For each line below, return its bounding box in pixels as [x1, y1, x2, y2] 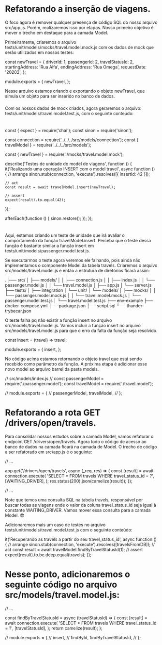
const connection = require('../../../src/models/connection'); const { [5, 137, 139, 143]
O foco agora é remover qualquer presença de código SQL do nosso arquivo [5, 19, 158, 25]
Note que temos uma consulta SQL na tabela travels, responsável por [5, 497, 143, 503]
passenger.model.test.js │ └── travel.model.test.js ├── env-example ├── [5, 298, 153, 304]
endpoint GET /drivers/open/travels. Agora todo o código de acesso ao [5, 439, 147, 445]
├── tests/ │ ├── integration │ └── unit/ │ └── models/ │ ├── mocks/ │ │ [5, 287, 156, 293]
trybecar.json [5, 308, 31, 314]
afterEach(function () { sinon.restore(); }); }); [5, 215, 93, 221]
